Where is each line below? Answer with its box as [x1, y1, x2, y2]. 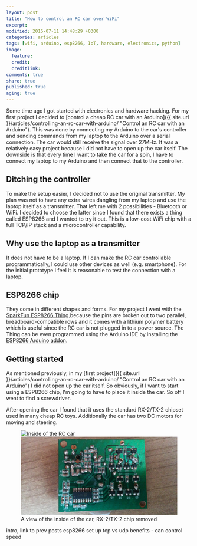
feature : [11, 53, 33, 59]
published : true [6, 84, 46, 90]
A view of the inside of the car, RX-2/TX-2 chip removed [21, 516, 157, 523]
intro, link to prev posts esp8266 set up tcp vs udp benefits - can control [6, 527, 183, 534]
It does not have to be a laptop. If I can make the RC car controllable [6, 254, 172, 261]
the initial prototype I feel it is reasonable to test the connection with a [6, 267, 176, 274]
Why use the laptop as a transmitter [6, 239, 140, 249]
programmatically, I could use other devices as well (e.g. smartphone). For [6, 260, 187, 268]
